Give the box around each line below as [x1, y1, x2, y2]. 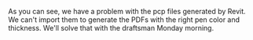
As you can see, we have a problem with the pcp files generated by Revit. [8, 7, 246, 16]
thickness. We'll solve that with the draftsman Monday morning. [8, 24, 214, 32]
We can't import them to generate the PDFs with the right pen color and [8, 15, 240, 24]
